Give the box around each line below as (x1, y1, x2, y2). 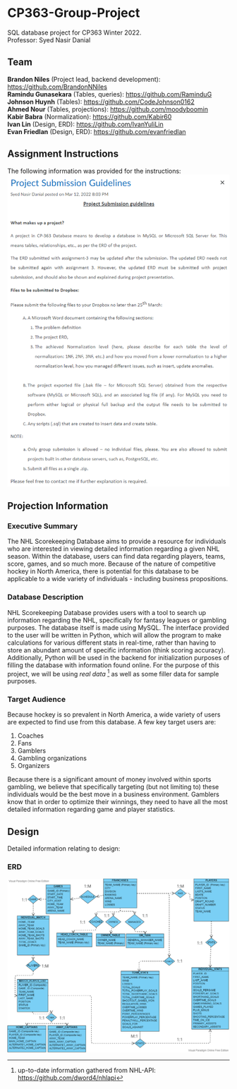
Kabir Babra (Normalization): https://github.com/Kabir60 (7, 112, 172, 121)
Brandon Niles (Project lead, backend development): (7, 75, 161, 83)
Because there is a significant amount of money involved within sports (7, 775, 212, 784)
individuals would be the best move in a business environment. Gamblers (7, 790, 220, 798)
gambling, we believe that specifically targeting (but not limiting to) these (7, 783, 219, 791)
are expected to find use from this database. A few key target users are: (7, 718, 217, 726)
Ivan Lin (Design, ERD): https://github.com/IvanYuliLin (7, 120, 164, 128)
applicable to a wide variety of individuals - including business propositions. (7, 575, 229, 583)
